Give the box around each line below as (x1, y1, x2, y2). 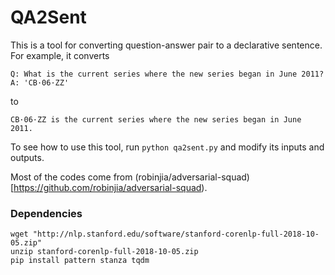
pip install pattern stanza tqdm (10, 256, 150, 266)
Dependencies (10, 206, 83, 220)
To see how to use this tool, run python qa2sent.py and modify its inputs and (10, 141, 325, 153)
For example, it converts (10, 49, 110, 61)
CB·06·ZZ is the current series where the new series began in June (10, 114, 302, 125)
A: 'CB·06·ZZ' (10, 77, 70, 88)
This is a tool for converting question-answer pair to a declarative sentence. (10, 39, 323, 51)
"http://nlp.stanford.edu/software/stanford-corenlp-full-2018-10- (32, 229, 320, 240)
